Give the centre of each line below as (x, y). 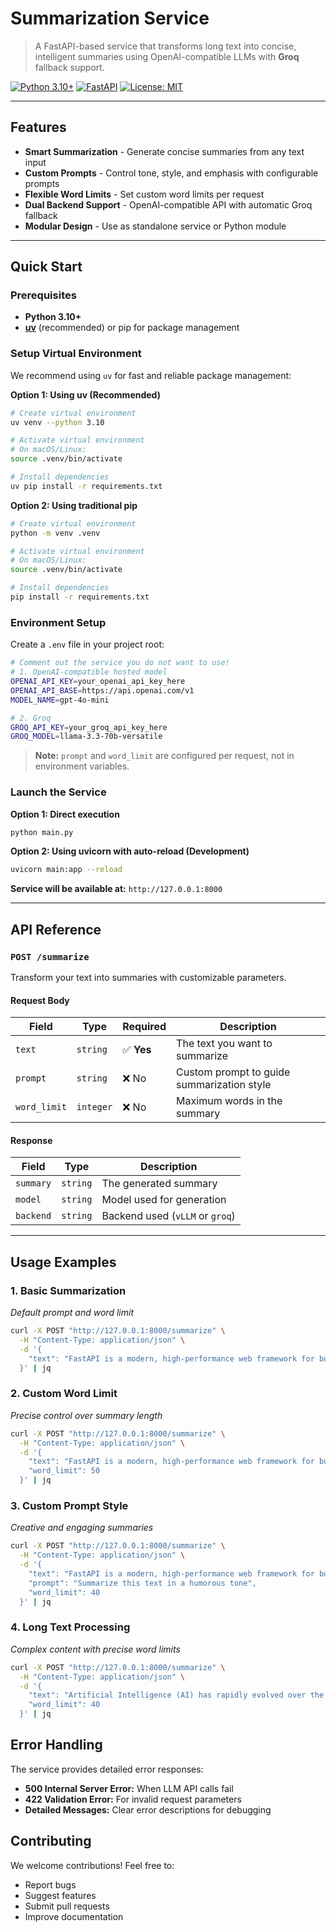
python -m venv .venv (55, 533)
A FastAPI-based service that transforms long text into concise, (165, 46)
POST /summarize (50, 956)
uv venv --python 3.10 (57, 422)
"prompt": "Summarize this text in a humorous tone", (142, 1583)
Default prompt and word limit (72, 1313)
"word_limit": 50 (64, 1471)
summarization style (224, 1085)
